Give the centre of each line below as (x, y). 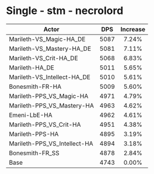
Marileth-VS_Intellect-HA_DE (50, 77)
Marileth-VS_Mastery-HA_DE (50, 48)
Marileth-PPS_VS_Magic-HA (49, 96)
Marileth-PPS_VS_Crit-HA (45, 124)
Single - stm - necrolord (65, 11)
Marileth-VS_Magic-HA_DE (47, 39)
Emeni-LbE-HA (31, 115)
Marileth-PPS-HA (34, 134)
